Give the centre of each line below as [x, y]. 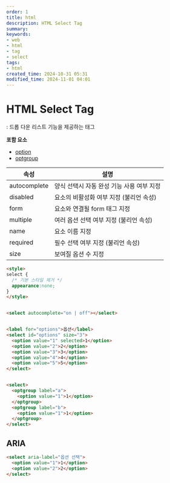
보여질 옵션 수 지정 [79, 254]
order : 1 [17, 12]
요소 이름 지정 [73, 232]
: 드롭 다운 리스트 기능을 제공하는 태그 [51, 127]
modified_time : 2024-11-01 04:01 [48, 79]
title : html [21, 18]
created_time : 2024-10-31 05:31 [47, 74]
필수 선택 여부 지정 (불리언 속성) [97, 243]
